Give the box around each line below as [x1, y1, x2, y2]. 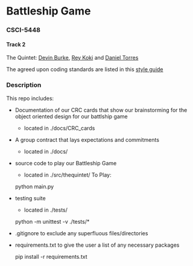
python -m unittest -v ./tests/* [14, 218, 90, 225]
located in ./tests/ [24, 206, 68, 214]
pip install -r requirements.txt [14, 253, 87, 260]
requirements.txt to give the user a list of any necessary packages [14, 241, 180, 249]
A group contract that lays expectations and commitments [14, 136, 160, 143]
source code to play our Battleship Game [14, 159, 117, 166]
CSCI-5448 [6, 26, 41, 34]
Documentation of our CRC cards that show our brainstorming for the [14, 106, 188, 113]
